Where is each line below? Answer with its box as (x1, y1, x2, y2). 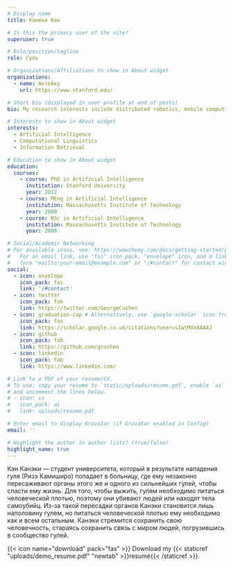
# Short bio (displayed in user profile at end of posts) (7, 99, 178, 106)
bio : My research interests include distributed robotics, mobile (7, 106, 203, 113)
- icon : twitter (13, 292, 60, 299)
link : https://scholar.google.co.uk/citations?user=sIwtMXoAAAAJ (19, 324, 213, 331)
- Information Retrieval (13, 144, 85, 151)
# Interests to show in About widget (7, 118, 116, 125)
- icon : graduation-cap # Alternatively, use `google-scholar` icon (13, 311, 216, 318)
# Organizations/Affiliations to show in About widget (7, 67, 169, 74)
